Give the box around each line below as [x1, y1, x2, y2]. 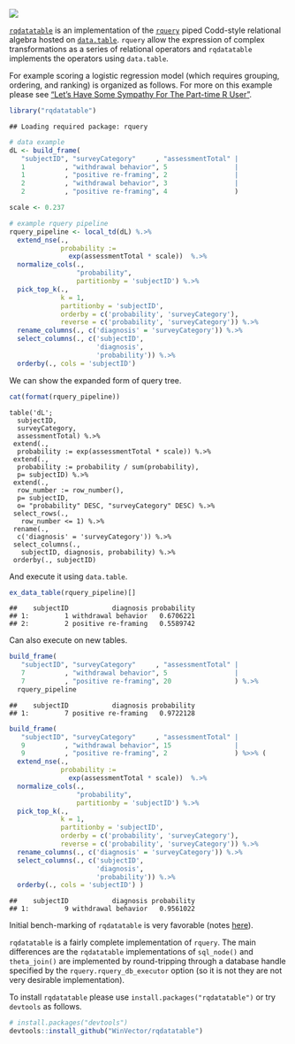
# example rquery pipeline [9, 219, 109, 228]
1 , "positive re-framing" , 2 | [20, 171, 239, 180]
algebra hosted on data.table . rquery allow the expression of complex [9, 35, 265, 44]
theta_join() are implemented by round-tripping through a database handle [9, 956, 286, 967]
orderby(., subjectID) [12, 555, 97, 564]
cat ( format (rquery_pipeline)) [9, 392, 121, 401]
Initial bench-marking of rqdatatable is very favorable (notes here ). [9, 920, 253, 931]
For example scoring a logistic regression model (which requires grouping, [9, 71, 280, 81]
